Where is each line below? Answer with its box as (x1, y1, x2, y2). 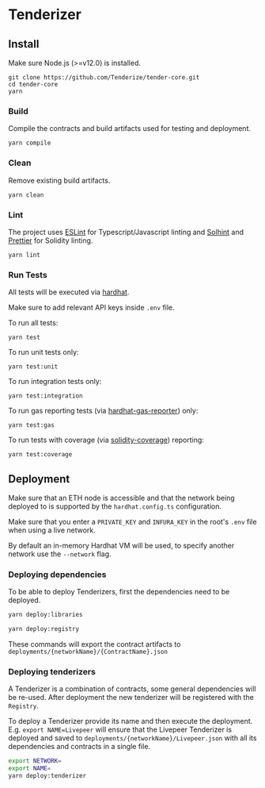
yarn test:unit (8, 363, 59, 371)
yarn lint (8, 251, 41, 259)
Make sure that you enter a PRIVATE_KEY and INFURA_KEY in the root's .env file (8, 517, 257, 526)
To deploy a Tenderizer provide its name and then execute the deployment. (8, 717, 253, 726)
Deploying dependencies (8, 569, 107, 580)
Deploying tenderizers (8, 666, 97, 677)
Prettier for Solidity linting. (8, 236, 93, 245)
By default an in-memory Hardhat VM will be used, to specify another (8, 541, 235, 550)
